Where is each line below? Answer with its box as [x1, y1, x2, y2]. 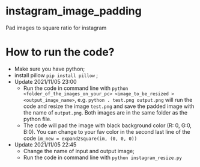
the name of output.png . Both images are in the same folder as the [23, 109, 187, 116]
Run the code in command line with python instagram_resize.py [23, 154, 183, 161]
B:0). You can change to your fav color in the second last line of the [23, 128, 190, 135]
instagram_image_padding [5, 4, 142, 18]
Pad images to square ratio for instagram [5, 24, 107, 31]
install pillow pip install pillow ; [14, 71, 98, 79]
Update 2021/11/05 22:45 [14, 140, 77, 148]
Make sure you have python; [14, 65, 85, 72]
